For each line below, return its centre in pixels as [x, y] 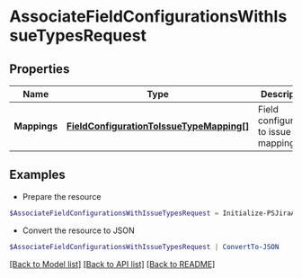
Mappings [36, 126]
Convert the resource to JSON [78, 230]
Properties [40, 69]
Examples [37, 175]
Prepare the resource [62, 196]
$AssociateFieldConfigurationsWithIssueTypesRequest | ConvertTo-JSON [144, 247]
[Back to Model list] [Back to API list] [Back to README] [112, 264]
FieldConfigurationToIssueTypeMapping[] [158, 126]
